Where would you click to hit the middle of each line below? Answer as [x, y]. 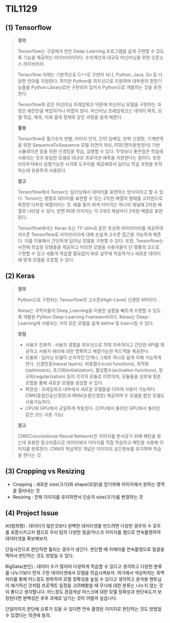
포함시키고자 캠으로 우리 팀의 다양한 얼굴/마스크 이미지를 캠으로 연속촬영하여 [86, 532]
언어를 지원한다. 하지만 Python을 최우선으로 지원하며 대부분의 [88, 81]
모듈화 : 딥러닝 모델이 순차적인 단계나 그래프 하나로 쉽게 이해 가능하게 [93, 357]
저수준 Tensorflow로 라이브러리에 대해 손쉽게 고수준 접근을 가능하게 [85, 234]
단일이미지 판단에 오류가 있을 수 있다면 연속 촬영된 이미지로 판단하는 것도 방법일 [83, 609]
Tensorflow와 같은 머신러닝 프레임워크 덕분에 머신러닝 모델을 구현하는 [87, 104]
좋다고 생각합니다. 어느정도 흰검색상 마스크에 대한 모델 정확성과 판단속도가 [83, 592]
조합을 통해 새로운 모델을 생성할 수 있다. [64, 383]
